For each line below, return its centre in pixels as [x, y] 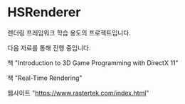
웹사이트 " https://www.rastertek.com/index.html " [78, 93]
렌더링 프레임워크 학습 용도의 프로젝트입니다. [69, 33]
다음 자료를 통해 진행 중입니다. [49, 47]
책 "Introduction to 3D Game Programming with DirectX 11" [93, 63]
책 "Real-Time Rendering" [45, 78]
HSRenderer [44, 12]
